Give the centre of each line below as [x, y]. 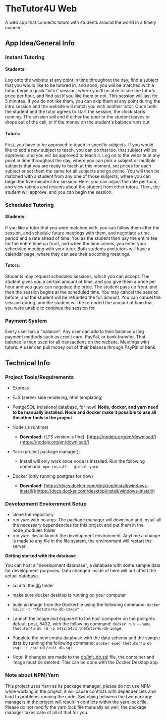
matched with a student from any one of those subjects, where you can [78, 176]
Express [21, 388]
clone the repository [33, 515]
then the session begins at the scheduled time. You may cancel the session [82, 292]
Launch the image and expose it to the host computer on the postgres [83, 619]
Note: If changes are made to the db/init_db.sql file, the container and [83, 657]
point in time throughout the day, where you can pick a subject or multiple [81, 160]
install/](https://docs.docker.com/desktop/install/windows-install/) [87, 491]
